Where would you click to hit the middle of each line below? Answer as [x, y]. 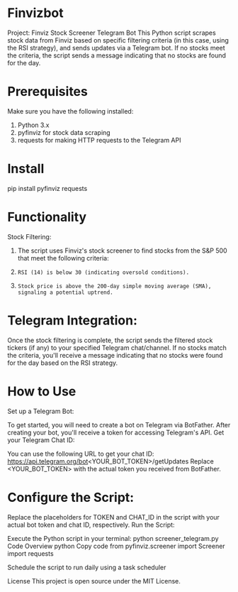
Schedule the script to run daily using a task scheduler [87, 567]
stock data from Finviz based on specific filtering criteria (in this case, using [118, 40]
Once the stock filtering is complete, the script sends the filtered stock [110, 340]
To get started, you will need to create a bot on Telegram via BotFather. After [119, 424]
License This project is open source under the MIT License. [94, 581]
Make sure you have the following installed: [70, 111]
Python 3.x [33, 125]
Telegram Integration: [73, 320]
